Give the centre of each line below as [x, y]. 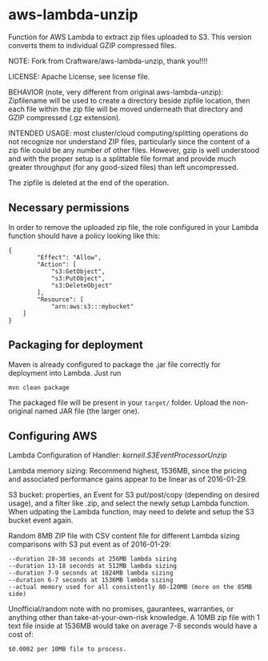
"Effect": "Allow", [70, 257]
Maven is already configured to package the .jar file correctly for [115, 364]
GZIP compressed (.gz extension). [65, 117]
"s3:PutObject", [78, 278]
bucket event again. [41, 520]
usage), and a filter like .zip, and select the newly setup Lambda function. [129, 503]
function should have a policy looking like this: [84, 236]
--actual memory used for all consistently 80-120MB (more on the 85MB [130, 587]
